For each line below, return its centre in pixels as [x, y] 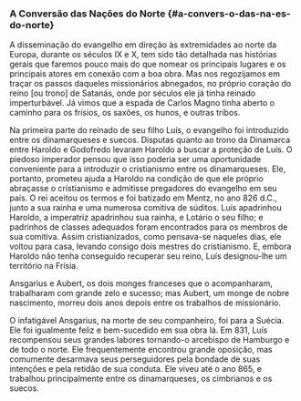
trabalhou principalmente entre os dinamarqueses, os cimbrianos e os [141, 379]
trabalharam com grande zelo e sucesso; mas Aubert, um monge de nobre [150, 293]
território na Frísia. [44, 266]
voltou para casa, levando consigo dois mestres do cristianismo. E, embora [150, 247]
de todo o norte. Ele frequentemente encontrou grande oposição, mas [141, 350]
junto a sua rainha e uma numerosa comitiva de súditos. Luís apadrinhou [145, 208]
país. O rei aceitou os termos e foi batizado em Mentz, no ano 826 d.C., [144, 198]
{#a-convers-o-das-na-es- [229, 14]
